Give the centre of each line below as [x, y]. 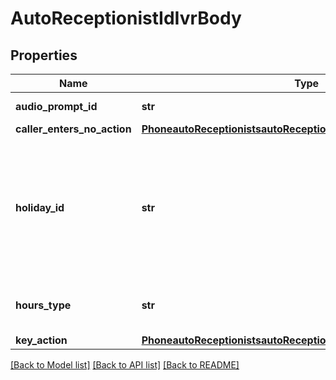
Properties [44, 55]
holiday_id [40, 207]
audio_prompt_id [56, 106]
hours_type [43, 305]
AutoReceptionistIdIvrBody [126, 18]
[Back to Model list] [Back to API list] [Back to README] [125, 365]
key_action [41, 340]
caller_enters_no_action [73, 129]
